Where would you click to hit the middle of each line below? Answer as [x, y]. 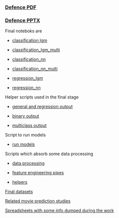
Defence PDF [21, 7]
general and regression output [42, 107]
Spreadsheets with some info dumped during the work [59, 211]
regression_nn [26, 88]
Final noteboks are [24, 31]
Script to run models [25, 135]
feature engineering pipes [38, 173]
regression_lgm [27, 78]
